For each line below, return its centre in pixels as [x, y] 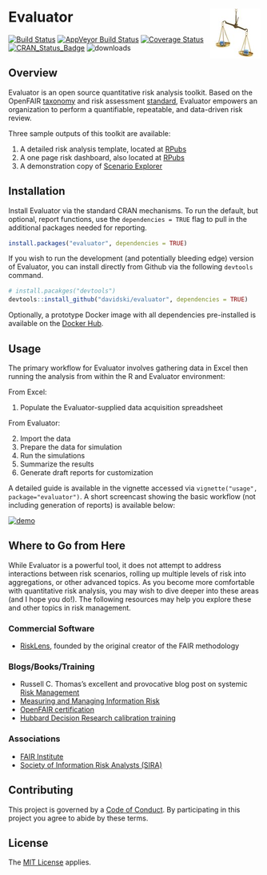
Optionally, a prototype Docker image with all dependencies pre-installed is [132, 315]
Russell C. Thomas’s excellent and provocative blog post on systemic [133, 684]
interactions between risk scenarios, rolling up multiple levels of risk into [127, 574]
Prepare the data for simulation [71, 447]
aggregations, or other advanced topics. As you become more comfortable [132, 582]
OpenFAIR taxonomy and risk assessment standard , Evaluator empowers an [133, 101]
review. [20, 118]
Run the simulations [52, 456]
